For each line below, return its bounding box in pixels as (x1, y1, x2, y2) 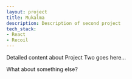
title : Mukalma (6, 15, 45, 21)
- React (6, 32, 26, 38)
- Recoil (6, 37, 29, 43)
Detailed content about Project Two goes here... (6, 54, 127, 61)
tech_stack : (6, 26, 36, 32)
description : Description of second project (6, 20, 121, 26)
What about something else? (6, 66, 78, 73)
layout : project (6, 9, 47, 15)
